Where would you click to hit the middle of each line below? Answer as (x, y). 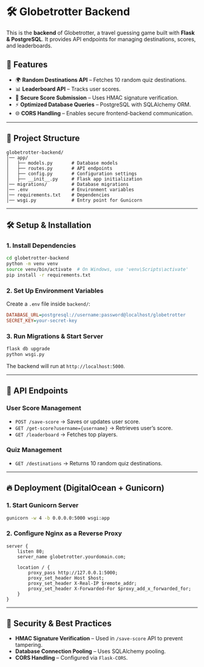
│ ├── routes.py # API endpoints (59, 168)
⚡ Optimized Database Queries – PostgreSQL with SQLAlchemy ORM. (103, 104)
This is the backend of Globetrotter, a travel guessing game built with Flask (101, 32)
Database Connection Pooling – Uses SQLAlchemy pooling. (90, 651)
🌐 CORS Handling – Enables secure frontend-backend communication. (104, 113)
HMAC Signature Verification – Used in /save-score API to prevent (99, 638)
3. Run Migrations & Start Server (55, 336)
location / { (34, 567)
